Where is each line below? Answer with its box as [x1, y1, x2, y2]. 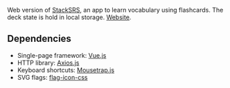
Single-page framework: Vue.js [17, 51, 107, 59]
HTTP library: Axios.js [17, 58, 80, 67]
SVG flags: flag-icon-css [17, 73, 88, 81]
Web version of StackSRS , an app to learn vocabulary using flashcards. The [7, 6, 224, 14]
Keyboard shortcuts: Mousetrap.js [17, 65, 115, 74]
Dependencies [7, 33, 71, 45]
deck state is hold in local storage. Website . [7, 13, 132, 21]
